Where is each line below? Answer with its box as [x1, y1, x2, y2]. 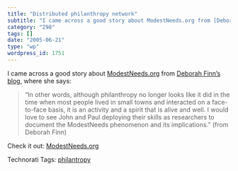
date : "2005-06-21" [7, 37, 65, 44]
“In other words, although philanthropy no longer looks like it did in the [24, 90, 230, 99]
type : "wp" [7, 43, 40, 50]
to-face [24, 105, 47, 114]
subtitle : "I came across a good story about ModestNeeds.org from [7, 17, 211, 24]
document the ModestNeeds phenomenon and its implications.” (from [24, 120, 229, 129]
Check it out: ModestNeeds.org [7, 141, 99, 150]
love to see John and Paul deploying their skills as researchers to [24, 112, 215, 121]
